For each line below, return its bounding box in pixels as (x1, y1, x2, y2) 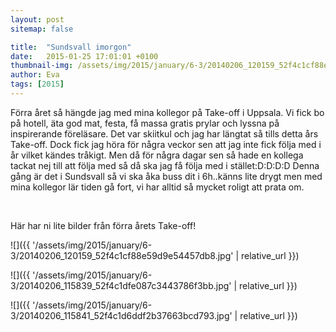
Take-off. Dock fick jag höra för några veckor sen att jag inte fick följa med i (10, 138, 322, 150)
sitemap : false (10, 24, 74, 34)
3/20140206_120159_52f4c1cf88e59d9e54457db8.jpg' (10, 249, 234, 261)
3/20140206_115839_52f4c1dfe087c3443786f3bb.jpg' (10, 279, 232, 291)
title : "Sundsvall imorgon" (10, 42, 132, 52)
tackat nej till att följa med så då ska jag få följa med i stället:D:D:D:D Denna (10, 159, 320, 171)
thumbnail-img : (10, 61, 74, 71)
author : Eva (10, 70, 60, 80)
